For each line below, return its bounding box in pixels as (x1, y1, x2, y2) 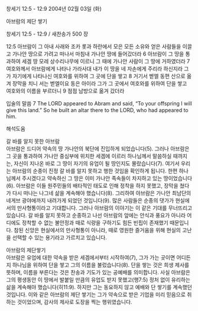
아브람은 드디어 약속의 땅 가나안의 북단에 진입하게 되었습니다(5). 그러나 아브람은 (6, 145, 190, 152)
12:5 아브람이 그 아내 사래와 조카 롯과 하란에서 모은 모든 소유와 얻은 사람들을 (6, 43, 181, 50)
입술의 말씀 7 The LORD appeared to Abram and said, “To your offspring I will (6, 100, 192, 107)
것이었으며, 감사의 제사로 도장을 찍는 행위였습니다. (17, 299, 132, 305)
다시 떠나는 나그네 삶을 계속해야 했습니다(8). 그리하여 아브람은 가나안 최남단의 (12, 190, 191, 197)
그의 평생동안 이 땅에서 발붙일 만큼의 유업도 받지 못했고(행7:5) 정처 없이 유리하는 (6, 276, 191, 283)
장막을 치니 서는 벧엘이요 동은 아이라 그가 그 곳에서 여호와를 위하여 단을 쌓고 (12, 80, 187, 87)
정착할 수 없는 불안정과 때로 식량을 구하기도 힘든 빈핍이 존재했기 (21, 219, 168, 226)
